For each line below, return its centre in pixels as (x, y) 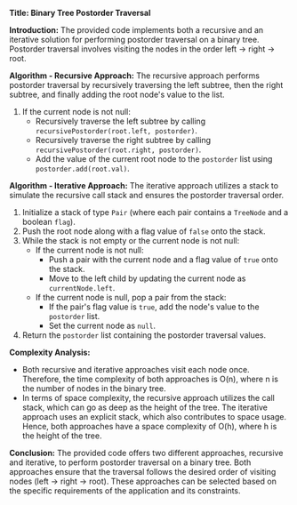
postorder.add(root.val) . (83, 168)
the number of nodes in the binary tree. (94, 389)
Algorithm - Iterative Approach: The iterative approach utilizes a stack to (144, 185)
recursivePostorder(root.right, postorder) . (118, 149)
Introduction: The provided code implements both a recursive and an (136, 30)
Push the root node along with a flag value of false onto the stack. (144, 231)
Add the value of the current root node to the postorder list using (154, 159)
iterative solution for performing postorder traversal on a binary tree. (134, 40)
